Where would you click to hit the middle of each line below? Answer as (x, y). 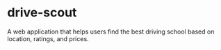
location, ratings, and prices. (48, 38)
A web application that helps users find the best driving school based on (111, 32)
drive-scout (42, 13)
